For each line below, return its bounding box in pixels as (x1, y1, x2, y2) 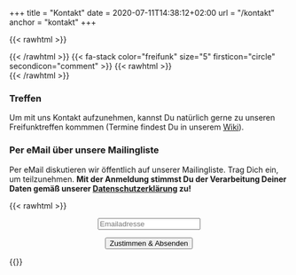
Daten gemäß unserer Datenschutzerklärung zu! (9, 183, 192, 193)
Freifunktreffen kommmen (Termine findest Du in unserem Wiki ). (9, 122, 245, 132)
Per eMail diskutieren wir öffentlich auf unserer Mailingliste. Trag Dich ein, (9, 164, 279, 175)
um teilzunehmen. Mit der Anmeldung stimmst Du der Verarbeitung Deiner (9, 173, 287, 185)
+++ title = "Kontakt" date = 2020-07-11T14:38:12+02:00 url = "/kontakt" (9, 8, 275, 18)
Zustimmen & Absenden (109, 239, 189, 247)
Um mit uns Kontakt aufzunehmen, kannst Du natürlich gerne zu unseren (9, 113, 276, 123)
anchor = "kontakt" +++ (9, 17, 97, 27)
